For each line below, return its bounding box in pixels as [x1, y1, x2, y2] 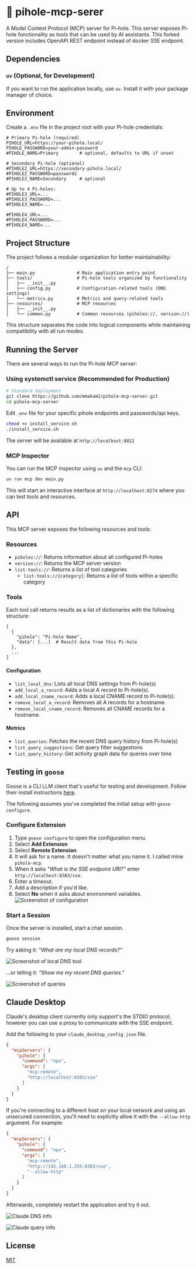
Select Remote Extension [14, 847, 77, 854]
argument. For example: [6, 1119, 64, 1127]
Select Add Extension [14, 840, 68, 847]
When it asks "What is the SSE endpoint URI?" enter [14, 865, 140, 872]
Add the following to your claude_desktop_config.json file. [6, 1031, 147, 1038]
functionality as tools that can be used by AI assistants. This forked [18, 30, 180, 37]
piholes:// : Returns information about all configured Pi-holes [14, 554, 163, 561]
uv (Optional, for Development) [6, 71, 95, 80]
